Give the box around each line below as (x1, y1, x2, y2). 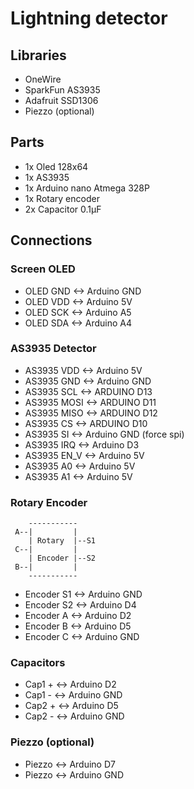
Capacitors (10, 656, 66, 670)
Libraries (10, 47, 67, 64)
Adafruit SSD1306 (24, 95, 99, 106)
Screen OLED (10, 262, 76, 276)
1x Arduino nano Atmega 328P (24, 182, 150, 194)
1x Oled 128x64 (24, 160, 89, 172)
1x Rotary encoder (24, 192, 100, 204)
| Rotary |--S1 (28, 536, 97, 546)
